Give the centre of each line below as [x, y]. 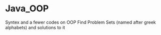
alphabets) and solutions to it [35, 27]
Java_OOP [27, 9]
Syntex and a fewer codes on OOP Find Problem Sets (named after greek [81, 22]
